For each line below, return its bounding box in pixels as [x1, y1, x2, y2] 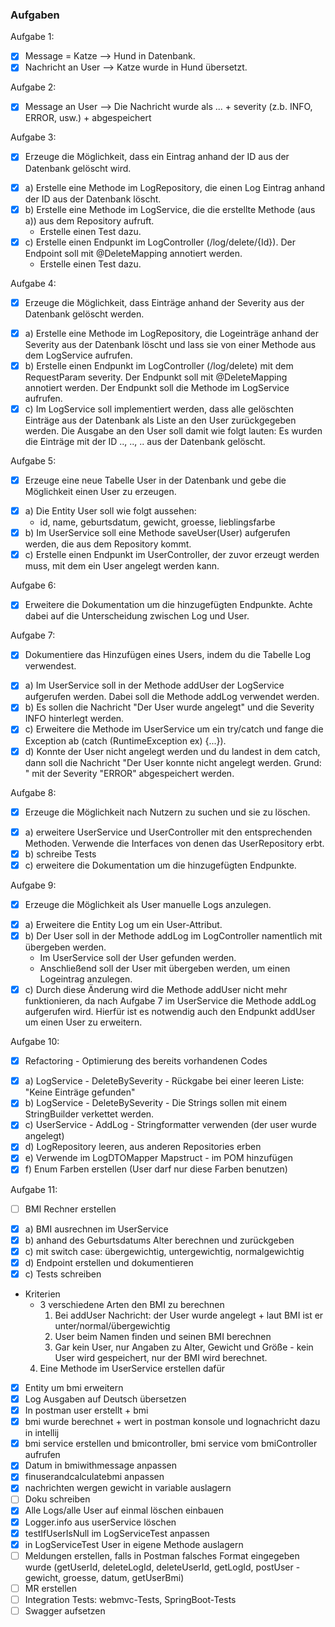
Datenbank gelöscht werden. [24, 308, 145, 320]
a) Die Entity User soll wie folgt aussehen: [24, 505, 197, 517]
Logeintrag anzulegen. [39, 973, 133, 985]
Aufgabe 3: [10, 131, 57, 143]
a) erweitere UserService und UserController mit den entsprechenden [24, 826, 313, 838]
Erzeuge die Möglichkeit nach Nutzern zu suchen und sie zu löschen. [24, 806, 311, 818]
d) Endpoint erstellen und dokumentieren [24, 1256, 194, 1268]
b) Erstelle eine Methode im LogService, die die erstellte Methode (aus [24, 203, 316, 215]
